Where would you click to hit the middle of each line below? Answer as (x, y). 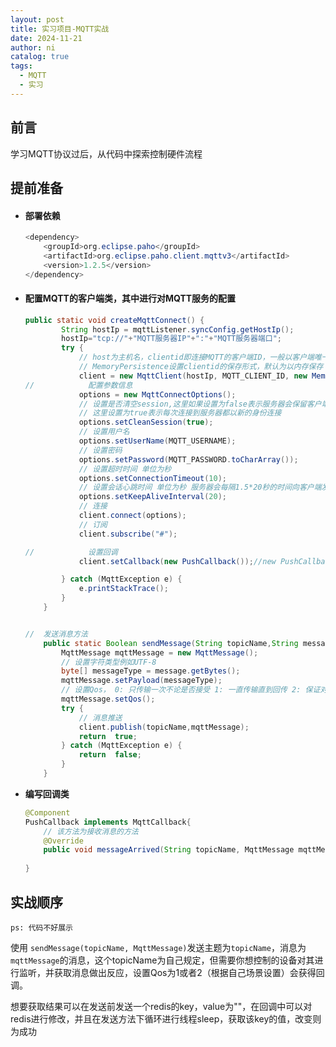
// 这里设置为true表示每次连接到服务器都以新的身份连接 (180, 413)
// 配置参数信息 (78, 385)
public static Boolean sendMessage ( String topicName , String (171, 643)
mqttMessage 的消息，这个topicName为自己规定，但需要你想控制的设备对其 (162, 960)
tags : (21, 66)
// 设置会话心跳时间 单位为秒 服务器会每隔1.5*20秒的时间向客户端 (200, 487)
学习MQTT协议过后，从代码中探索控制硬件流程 (106, 153)
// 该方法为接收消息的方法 (91, 831)
